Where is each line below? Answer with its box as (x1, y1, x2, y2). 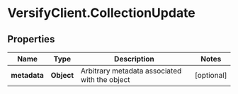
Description (114, 54, 154, 64)
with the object (80, 75, 130, 84)
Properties (7, 33, 55, 45)
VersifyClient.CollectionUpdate (7, 5, 196, 21)
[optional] (194, 71, 227, 80)
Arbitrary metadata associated (80, 66, 182, 76)
